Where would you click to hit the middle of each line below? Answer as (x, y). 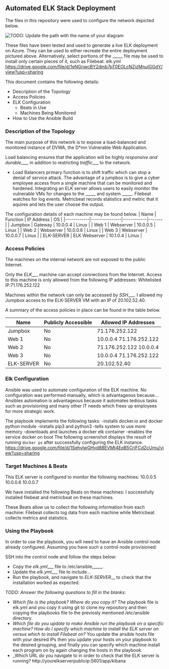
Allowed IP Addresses (128, 322)
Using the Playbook (29, 531)
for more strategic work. (30, 411)
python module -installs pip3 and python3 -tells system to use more (75, 426)
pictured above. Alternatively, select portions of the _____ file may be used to (84, 56)
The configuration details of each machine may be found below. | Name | (81, 214)
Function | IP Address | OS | (34, 220)
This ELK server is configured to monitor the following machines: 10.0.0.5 (81, 477)
